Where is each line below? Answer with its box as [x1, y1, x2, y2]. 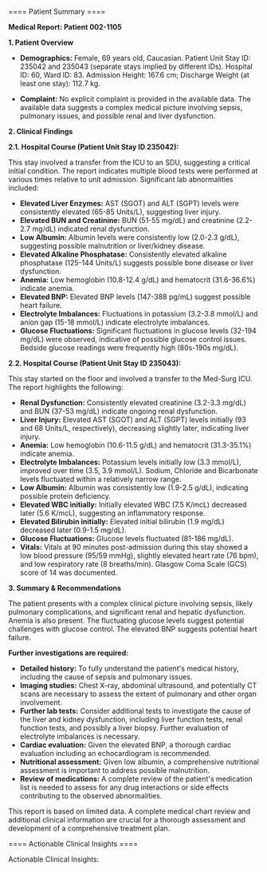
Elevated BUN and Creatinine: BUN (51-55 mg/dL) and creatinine [19, 216, 235, 225]
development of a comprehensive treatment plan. [8, 823, 171, 833]
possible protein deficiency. [19, 492, 112, 500]
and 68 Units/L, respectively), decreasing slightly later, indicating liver [19, 424, 249, 432]
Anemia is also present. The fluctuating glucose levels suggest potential [8, 615, 245, 625]
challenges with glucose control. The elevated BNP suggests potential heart [8, 624, 257, 634]
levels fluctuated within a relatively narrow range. [19, 475, 182, 484]
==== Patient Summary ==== [8, 7, 106, 16]
